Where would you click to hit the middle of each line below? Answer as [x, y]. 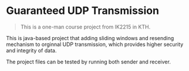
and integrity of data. [31, 50]
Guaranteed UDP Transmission [83, 11]
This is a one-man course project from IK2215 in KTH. [85, 27]
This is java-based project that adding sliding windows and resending [90, 38]
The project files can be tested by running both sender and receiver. [89, 62]
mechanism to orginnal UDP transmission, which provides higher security [95, 44]
